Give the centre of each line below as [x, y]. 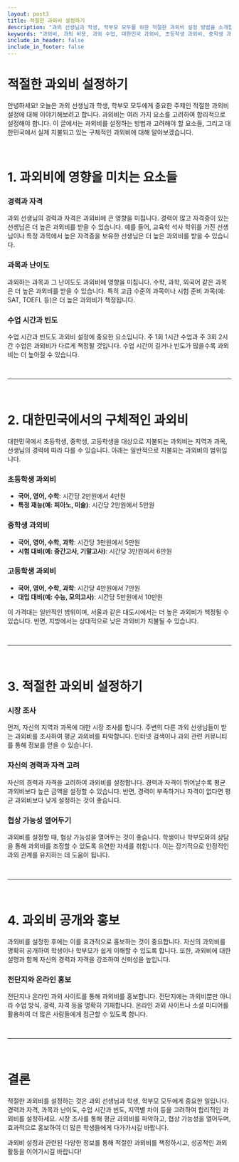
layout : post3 [28, 14]
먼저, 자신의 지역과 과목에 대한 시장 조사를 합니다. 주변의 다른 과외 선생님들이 [113, 727]
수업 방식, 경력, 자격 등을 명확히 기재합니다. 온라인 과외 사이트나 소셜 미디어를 [122, 1005]
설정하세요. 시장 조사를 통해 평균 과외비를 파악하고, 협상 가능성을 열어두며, [128, 1119]
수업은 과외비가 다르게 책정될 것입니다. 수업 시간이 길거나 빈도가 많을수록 [115, 346]
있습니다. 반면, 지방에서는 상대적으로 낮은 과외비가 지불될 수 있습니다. [103, 620]
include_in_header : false [46, 41]
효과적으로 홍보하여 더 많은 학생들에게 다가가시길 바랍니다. [88, 1128]
